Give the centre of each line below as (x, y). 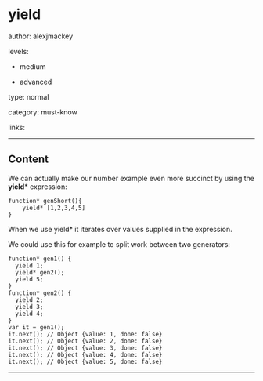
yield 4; (29, 314)
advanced (36, 82)
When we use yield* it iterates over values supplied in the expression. (120, 229)
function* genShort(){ (45, 201)
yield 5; (29, 279)
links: (17, 127)
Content (29, 160)
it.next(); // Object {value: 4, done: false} (85, 354)
